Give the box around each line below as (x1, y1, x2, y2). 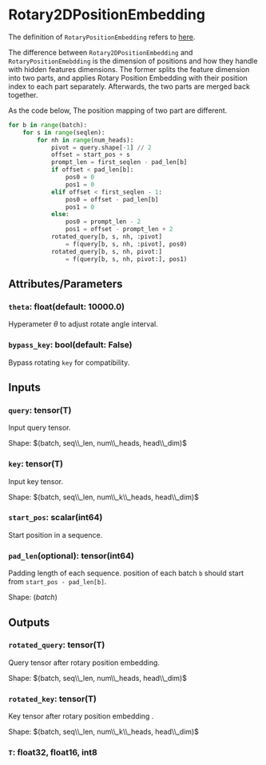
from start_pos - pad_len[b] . (8, 577, 107, 587)
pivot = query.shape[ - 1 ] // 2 (50, 143, 152, 151)
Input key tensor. (8, 476, 64, 486)
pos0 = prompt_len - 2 (65, 218, 141, 226)
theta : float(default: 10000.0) (8, 301, 125, 312)
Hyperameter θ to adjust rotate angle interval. (8, 319, 158, 329)
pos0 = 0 (65, 174, 94, 182)
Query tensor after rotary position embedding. (8, 658, 160, 667)
